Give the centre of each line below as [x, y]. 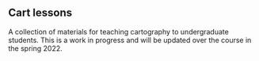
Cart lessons [40, 13]
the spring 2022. [35, 48]
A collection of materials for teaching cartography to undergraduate [119, 31]
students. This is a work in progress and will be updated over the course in [130, 40]
